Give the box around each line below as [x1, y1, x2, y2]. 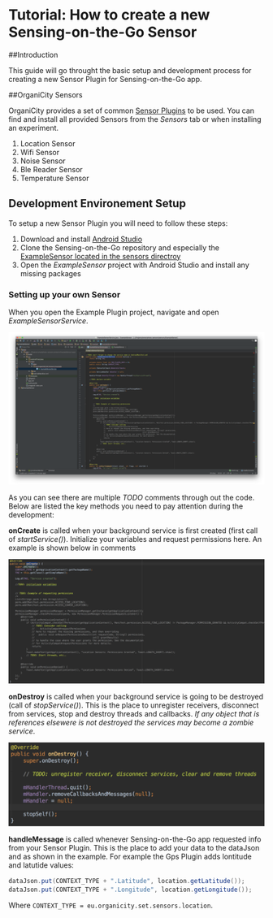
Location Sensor [19, 138, 76, 148]
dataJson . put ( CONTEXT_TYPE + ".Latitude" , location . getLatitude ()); [8, 877, 245, 885]
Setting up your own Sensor [8, 288, 121, 300]
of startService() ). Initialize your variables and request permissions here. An [8, 535, 262, 544]
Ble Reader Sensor [19, 164, 83, 174]
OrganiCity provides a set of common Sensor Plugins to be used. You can [8, 106, 254, 115]
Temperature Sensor [19, 173, 89, 183]
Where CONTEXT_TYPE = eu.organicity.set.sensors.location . [8, 900, 214, 910]
